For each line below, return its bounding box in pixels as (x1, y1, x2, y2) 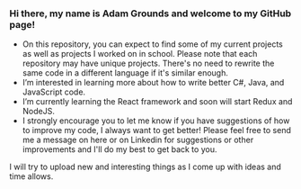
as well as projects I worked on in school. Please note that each (22, 49, 258, 59)
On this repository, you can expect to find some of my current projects (22, 39, 283, 49)
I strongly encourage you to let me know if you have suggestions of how (22, 115, 290, 126)
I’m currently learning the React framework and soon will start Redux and (22, 96, 293, 107)
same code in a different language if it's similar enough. (22, 67, 229, 78)
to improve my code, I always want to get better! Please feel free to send (22, 125, 292, 136)
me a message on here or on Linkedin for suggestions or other (22, 134, 254, 146)
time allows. (9, 171, 54, 182)
